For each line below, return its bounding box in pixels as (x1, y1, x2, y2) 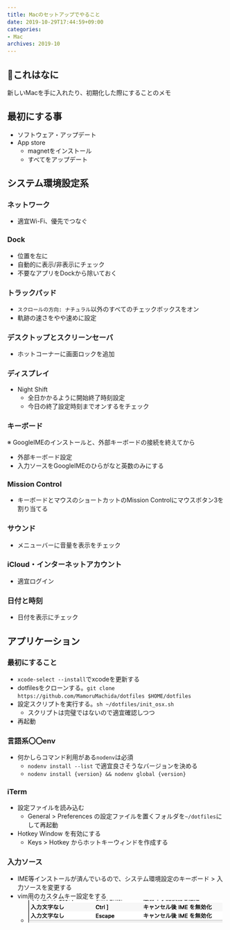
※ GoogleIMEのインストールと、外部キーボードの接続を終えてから (7, 438, 195, 446)
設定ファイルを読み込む (17, 804, 85, 812)
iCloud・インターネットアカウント (7, 559, 123, 569)
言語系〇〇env (7, 736, 56, 745)
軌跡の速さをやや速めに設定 (17, 314, 97, 322)
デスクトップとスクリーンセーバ (7, 332, 114, 342)
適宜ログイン (17, 577, 54, 585)
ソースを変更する (23, 883, 73, 891)
